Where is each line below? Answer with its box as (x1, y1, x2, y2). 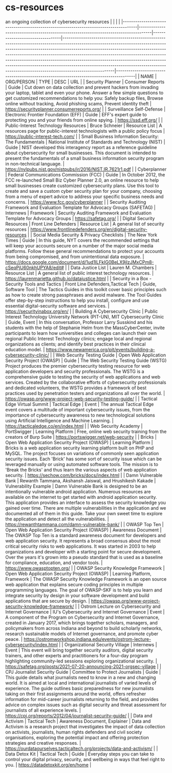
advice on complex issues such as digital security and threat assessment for (5, 702, 167, 708)
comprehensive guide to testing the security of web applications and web (5, 373, 161, 380)
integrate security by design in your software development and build (5, 592, 149, 598)
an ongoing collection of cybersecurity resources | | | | (5, 19, 120, 25)
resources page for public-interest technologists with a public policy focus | (5, 128, 165, 134)
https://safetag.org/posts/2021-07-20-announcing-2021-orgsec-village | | (5, 663, 161, 670)
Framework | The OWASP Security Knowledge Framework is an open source (5, 576, 167, 582)
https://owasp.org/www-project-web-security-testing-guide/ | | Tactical (5, 396, 158, 402)
